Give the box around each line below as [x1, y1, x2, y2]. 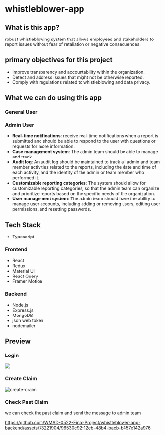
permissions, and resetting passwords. [12, 206, 91, 212]
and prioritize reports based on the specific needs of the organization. [12, 191, 156, 197]
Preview [5, 337, 31, 346]
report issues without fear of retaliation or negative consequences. [5, 41, 141, 47]
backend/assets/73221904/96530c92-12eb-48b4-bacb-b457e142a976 [5, 425, 151, 431]
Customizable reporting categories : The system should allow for [12, 180, 146, 186]
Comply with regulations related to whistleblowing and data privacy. [12, 79, 151, 85]
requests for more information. [12, 143, 75, 149]
